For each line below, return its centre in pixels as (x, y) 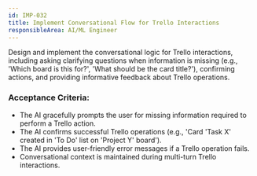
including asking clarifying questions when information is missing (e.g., (123, 60)
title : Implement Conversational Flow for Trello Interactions (114, 23)
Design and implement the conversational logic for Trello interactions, (121, 53)
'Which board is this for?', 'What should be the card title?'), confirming (122, 69)
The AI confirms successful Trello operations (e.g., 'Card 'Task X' (125, 131)
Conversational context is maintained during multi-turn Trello (118, 156)
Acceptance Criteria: (49, 97)
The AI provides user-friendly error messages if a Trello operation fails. (134, 148)
